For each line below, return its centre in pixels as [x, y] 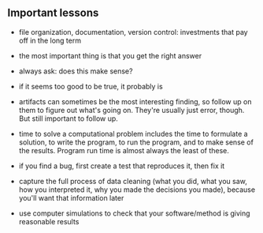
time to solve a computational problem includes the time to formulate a [133, 133]
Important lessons [53, 13]
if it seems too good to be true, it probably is [91, 86]
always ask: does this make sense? [76, 71]
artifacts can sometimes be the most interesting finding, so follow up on [135, 101]
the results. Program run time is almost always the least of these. [124, 150]
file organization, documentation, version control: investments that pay [133, 32]
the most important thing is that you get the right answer [110, 55]
